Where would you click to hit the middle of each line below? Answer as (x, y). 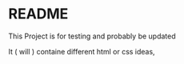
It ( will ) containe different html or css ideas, (82, 51)
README (38, 14)
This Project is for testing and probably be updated (92, 36)
